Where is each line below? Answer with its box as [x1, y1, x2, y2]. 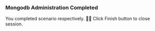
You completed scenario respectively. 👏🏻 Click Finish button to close [5, 16, 150, 22]
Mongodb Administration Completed [5, 4, 98, 11]
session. [5, 21, 23, 27]
